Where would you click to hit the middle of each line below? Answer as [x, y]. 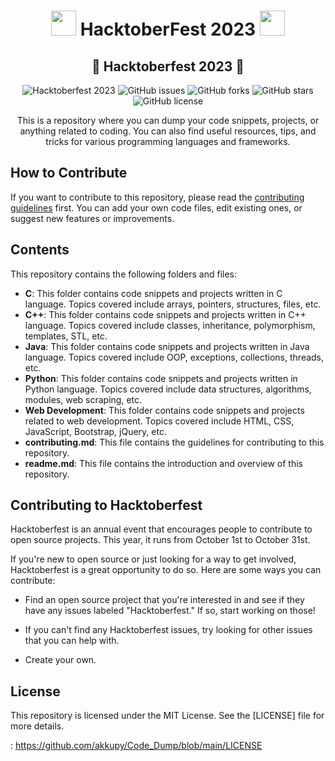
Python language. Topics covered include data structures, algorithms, [168, 389]
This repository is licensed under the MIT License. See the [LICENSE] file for [167, 716]
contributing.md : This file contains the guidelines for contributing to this [174, 442]
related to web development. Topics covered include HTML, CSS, [159, 421]
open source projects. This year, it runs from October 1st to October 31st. [160, 540]
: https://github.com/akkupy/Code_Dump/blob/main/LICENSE [136, 746]
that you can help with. [72, 641]
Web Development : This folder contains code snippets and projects [164, 410]
